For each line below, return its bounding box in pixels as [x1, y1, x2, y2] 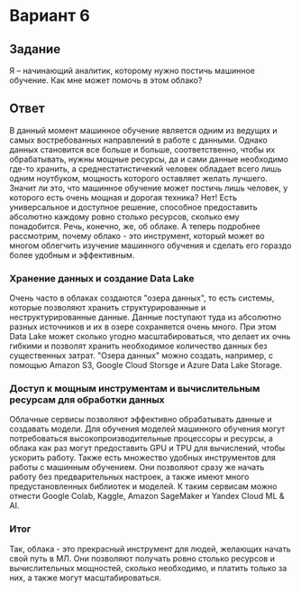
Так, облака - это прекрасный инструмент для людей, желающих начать [9, 543, 291, 554]
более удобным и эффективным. [9, 249, 135, 260]
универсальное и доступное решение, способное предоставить [9, 201, 259, 212]
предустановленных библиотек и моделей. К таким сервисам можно [9, 481, 278, 492]
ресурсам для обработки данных [9, 393, 165, 406]
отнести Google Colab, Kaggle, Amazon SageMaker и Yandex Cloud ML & [9, 491, 286, 502]
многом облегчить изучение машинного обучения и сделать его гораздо [9, 240, 292, 251]
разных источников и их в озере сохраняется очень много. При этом [9, 321, 277, 332]
